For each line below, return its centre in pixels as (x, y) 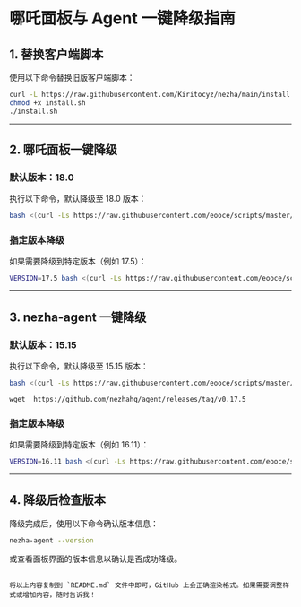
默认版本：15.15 (43, 344)
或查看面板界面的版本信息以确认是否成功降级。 (95, 559)
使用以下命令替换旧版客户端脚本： (72, 78)
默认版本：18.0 (42, 178)
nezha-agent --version (52, 540)
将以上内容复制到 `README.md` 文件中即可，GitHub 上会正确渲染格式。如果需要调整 (146, 585)
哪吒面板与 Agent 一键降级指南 (122, 18)
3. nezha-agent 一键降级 (78, 317)
